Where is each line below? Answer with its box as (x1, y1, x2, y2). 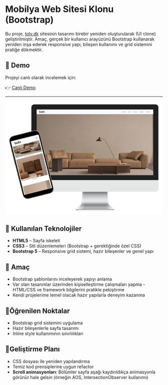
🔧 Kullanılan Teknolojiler (5, 224, 82, 233)
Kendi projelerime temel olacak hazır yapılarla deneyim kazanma (12, 292, 145, 298)
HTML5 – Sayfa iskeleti (12, 238, 60, 244)
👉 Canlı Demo (5, 84, 36, 91)
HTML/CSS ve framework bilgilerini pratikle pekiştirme (12, 287, 125, 293)
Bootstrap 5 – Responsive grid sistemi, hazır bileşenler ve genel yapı (12, 248, 154, 254)
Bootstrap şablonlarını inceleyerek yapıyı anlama (12, 276, 112, 282)
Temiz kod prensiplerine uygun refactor (12, 363, 94, 369)
